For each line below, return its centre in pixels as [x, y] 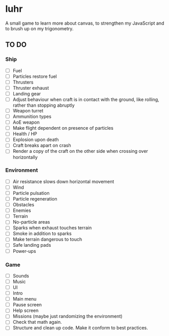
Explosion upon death [36, 140]
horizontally [25, 157]
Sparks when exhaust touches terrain [52, 228]
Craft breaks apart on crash [42, 145]
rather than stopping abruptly [44, 105]
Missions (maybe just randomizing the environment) [68, 317]
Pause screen [27, 305]
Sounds [21, 275]
